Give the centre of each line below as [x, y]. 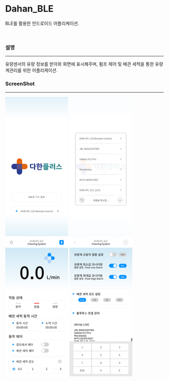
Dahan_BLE [29, 9]
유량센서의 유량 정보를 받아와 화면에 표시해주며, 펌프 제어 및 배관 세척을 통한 [80, 64]
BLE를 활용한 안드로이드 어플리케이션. [42, 23]
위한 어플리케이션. [40, 71]
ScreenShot [20, 84]
